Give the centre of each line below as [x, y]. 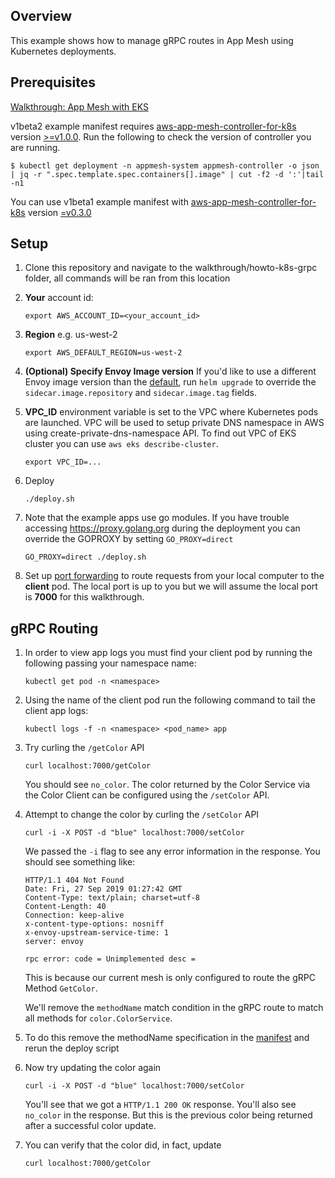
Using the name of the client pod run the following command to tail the [170, 700]
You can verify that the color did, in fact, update [123, 1145]
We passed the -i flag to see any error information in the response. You [172, 851]
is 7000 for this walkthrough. [84, 597]
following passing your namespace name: [110, 663]
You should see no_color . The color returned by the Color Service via [167, 785]
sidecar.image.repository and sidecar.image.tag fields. [140, 393]
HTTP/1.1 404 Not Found [74, 880]
